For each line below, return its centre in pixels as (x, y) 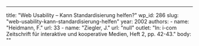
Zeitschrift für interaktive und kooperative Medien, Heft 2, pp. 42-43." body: (99, 34)
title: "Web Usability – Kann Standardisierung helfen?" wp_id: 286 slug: (92, 15)
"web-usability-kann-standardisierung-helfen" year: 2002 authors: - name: (98, 22)
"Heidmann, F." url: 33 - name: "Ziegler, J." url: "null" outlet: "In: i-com (92, 28)
